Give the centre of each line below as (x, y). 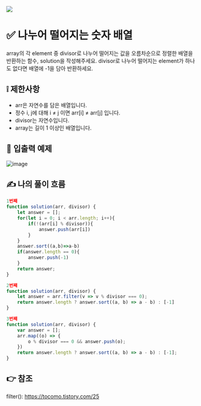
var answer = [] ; (39, 330)
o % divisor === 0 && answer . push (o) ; (77, 341)
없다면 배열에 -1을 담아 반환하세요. (53, 68)
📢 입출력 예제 (29, 149)
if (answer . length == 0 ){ (48, 252)
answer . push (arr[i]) (64, 229)
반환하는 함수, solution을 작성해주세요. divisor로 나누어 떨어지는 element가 (95, 61)
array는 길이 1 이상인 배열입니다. (53, 128)
